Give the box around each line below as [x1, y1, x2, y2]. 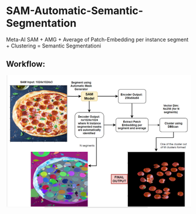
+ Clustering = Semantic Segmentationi [6, 42, 102, 49]
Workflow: [6, 59, 46, 69]
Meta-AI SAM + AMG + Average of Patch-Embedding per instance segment [6, 36, 189, 43]
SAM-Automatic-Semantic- [6, 4, 144, 18]
